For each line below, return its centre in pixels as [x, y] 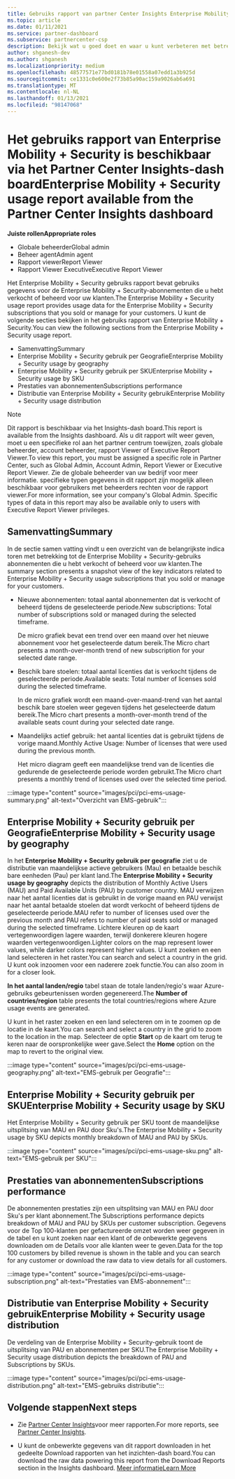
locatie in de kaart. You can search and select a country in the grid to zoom [114, 1029]
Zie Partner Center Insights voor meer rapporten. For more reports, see [118, 1424]
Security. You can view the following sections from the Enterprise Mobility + [116, 327]
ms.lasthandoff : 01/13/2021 [48, 99]
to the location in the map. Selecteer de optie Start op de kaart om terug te [115, 1037]
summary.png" [29, 800]
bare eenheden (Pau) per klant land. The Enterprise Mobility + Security [110, 876]
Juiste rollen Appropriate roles [52, 233]
